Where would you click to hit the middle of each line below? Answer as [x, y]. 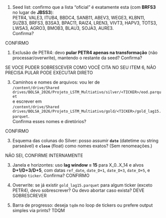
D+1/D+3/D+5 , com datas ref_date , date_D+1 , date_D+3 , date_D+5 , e [81, 170]
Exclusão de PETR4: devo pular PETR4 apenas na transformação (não [85, 52]
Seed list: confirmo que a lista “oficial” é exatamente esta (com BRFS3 [84, 7]
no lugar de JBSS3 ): [33, 12]
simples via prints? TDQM [39, 210]
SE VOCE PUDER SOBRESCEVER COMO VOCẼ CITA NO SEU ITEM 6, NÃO [81, 67]
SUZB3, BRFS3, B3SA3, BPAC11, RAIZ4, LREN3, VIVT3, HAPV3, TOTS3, [85, 23]
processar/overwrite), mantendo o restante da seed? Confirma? [77, 58]
